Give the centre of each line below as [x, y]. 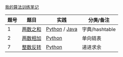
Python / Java [62, 29]
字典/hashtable [99, 29]
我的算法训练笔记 [22, 7]
